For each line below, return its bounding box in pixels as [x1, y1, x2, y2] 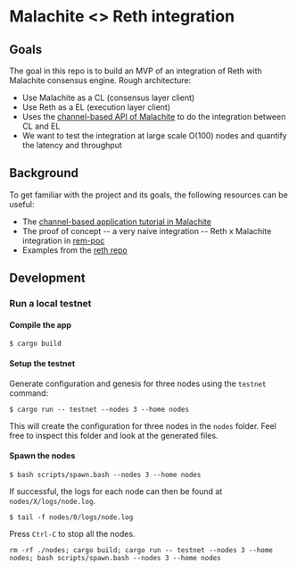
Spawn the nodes [9, 450, 76, 461]
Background [9, 165, 78, 181]
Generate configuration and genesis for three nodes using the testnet [9, 378, 267, 389]
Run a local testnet [9, 298, 92, 310]
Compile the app [9, 319, 72, 330]
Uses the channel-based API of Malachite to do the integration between [21, 112, 286, 122]
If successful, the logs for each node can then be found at [9, 485, 223, 497]
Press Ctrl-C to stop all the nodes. [9, 528, 136, 539]
